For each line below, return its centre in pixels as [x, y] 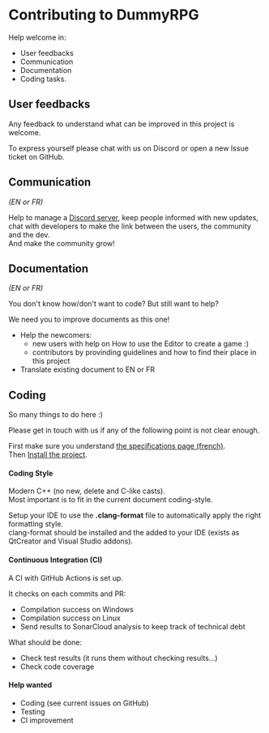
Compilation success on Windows [77, 609]
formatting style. [36, 524]
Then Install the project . [48, 454]
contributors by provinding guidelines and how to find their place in [144, 352]
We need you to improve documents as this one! [89, 320]
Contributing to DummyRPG [104, 15]
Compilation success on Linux [70, 618]
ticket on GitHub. [36, 156]
